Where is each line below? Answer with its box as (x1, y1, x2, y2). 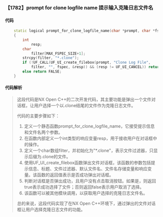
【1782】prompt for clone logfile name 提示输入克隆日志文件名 (5, 4, 154, 11)
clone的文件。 (42, 153, 71, 159)
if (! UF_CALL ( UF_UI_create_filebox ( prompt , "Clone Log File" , (22, 60, 151, 65)
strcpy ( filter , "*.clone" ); (22, 55, 79, 60)
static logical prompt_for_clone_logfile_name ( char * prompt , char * (14, 28, 155, 34)
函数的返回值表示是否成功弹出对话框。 (37, 172, 114, 178)
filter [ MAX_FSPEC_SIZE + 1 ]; (31, 51, 86, 56)
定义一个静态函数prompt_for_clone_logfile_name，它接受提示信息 (24, 123, 155, 129)
